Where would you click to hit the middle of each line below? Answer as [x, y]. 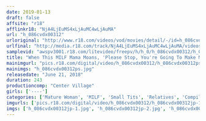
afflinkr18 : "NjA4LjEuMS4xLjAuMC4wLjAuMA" [61, 29]
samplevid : [20, 52]
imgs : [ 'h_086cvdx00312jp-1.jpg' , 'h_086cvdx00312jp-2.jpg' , [86, 108]
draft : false [23, 18]
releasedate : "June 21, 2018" [45, 75]
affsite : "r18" [26, 23]
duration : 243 [25, 80]
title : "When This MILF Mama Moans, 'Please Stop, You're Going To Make [101, 57]
